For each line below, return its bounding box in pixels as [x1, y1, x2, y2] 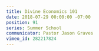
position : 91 [6, 19, 38, 25]
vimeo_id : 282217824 [6, 36, 57, 42]
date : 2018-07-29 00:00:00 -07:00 [6, 14, 91, 20]
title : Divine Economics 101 [6, 8, 78, 15]
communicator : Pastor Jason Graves [6, 30, 94, 36]
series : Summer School [6, 25, 62, 31]
